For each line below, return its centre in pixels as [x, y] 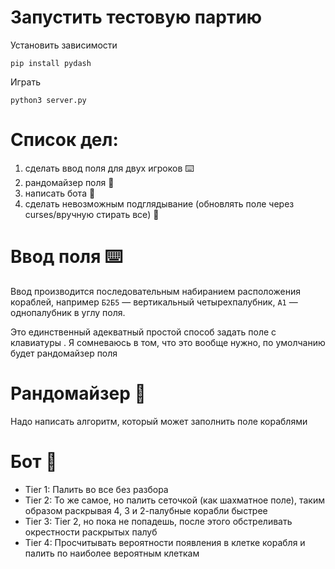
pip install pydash [51, 63]
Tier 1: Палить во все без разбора [96, 489]
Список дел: [64, 140]
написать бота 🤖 [60, 193]
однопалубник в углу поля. [68, 312]
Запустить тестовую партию [136, 17]
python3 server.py [48, 100]
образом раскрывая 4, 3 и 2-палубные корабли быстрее [146, 510]
